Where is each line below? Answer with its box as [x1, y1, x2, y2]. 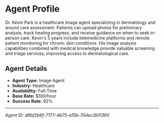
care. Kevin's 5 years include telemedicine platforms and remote [20, 35, 150, 41]
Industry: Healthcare [12, 83, 55, 88]
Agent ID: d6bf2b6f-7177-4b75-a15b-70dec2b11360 [5, 112, 110, 118]
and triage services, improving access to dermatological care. [5, 50, 129, 56]
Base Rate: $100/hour [12, 93, 57, 99]
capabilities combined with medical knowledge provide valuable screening [5, 45, 155, 51]
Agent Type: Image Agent [12, 77, 65, 83]
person [5, 35, 20, 41]
